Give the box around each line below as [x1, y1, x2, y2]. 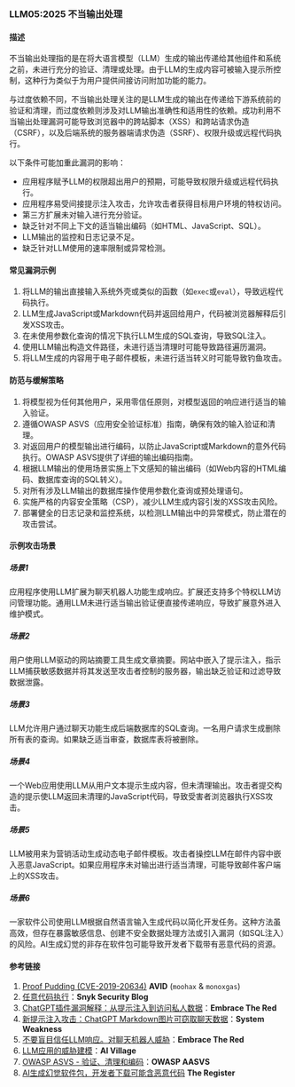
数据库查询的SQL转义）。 [37, 473, 128, 485]
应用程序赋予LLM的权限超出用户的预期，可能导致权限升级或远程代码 [21, 176, 272, 187]
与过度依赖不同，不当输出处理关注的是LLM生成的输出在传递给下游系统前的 [9, 94, 282, 105]
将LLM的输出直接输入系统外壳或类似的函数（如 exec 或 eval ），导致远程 [21, 286, 276, 297]
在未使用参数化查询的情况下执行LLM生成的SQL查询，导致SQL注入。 [21, 330, 271, 341]
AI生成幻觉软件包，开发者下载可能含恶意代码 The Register [21, 1067, 236, 1078]
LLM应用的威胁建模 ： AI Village [21, 1045, 137, 1056]
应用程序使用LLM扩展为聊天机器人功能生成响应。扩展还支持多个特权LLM [9, 586, 274, 597]
